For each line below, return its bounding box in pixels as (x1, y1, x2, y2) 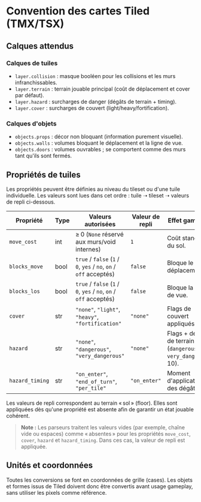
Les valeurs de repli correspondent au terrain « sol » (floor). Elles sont (6, 399, 178, 407)
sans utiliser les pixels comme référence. (6, 489, 107, 496)
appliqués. (167, 319, 196, 328)
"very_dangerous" (75, 352, 125, 359)
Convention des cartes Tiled (6, 4, 150, 18)
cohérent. (6, 412, 30, 419)
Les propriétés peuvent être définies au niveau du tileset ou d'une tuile (6, 185, 181, 193)
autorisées (84, 220, 116, 228)
